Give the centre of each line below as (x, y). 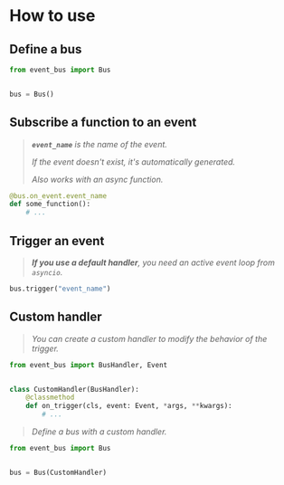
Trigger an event (57, 241)
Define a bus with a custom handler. (99, 432)
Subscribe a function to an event (103, 123)
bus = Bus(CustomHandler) (58, 472)
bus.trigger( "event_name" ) (60, 289)
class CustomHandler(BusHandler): (75, 389)
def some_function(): (50, 204)
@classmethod (50, 398)
